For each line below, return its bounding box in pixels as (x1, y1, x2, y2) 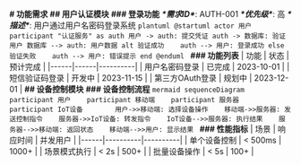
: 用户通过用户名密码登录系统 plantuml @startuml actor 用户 (29, 20, 253, 30)
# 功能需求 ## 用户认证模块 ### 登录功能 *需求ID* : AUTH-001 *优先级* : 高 (9, 9, 286, 19)
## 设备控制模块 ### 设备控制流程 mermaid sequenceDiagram (24, 84, 245, 94)
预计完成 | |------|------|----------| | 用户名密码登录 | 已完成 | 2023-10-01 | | (9, 62, 290, 72)
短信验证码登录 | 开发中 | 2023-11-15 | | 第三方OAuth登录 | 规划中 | (9, 73, 253, 83)
